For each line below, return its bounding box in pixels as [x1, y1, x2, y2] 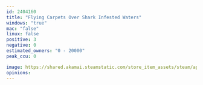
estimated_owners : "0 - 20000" [6, 48, 85, 54]
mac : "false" [6, 25, 39, 32]
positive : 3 [6, 37, 36, 42]
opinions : [6, 69, 31, 75]
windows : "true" [6, 20, 47, 26]
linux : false [6, 31, 39, 37]
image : [6, 64, 23, 70]
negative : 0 [6, 42, 36, 48]
